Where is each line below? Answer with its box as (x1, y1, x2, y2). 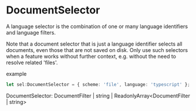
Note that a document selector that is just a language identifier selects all (6, 40, 183, 47)
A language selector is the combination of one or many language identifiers (6, 23, 188, 30)
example (6, 70, 27, 77)
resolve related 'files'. (6, 59, 58, 66)
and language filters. (6, 29, 56, 36)
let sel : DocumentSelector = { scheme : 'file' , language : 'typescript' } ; (6, 81, 191, 88)
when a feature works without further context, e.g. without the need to (6, 53, 176, 60)
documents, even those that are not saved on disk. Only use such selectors (6, 46, 188, 53)
